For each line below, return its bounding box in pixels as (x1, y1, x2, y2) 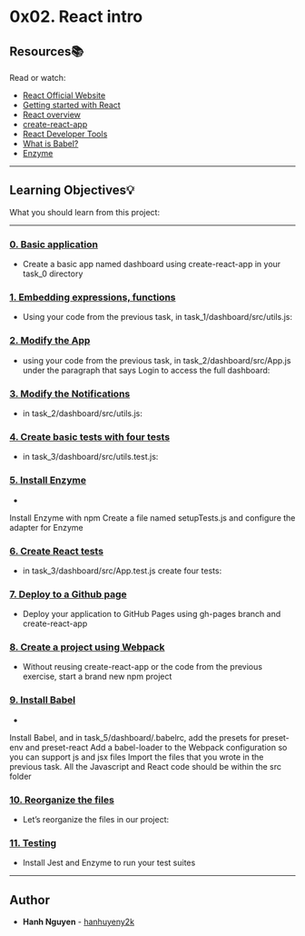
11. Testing (9, 837, 57, 849)
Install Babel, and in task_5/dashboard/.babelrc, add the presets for (9, 732, 261, 742)
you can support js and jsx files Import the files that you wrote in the (9, 752, 264, 762)
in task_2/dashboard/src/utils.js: (22, 408, 143, 419)
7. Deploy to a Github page (9, 588, 127, 601)
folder (9, 771, 32, 782)
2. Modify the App (9, 334, 91, 347)
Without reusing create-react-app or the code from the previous (22, 662, 263, 672)
